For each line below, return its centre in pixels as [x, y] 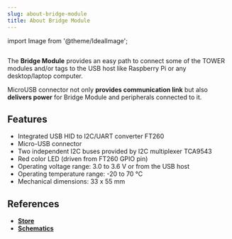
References [33, 204]
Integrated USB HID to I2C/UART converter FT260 [91, 136]
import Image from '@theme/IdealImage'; [67, 40]
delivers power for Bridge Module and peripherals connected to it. [105, 97]
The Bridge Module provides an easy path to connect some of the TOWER [116, 60]
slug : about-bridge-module [47, 14]
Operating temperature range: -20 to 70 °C [80, 174]
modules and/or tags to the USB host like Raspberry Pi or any [97, 68]
